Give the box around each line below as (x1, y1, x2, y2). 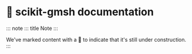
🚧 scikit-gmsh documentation (6, 5, 154, 19)
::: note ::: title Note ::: (6, 25, 58, 32)
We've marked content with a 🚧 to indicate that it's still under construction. (6, 36, 187, 43)
